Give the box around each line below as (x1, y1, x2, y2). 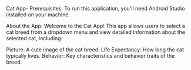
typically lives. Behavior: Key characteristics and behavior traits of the (6, 52, 175, 59)
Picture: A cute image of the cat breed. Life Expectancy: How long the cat (6, 46, 184, 53)
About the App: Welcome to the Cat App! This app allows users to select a (6, 23, 185, 29)
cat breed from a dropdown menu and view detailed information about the (6, 29, 186, 36)
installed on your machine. (6, 11, 71, 18)
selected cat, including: (6, 35, 63, 41)
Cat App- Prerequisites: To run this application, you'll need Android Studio (6, 5, 185, 12)
